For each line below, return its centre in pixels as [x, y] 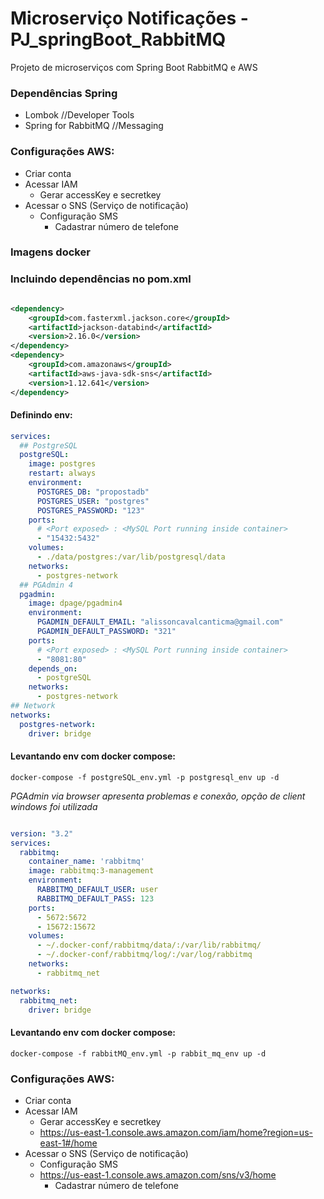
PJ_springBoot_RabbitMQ [118, 39]
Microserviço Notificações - [129, 18]
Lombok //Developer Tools [79, 115]
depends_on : [53, 668]
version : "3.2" [42, 833]
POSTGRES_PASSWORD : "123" [90, 510]
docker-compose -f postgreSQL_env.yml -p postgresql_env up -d [145, 777]
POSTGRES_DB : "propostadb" [93, 492]
